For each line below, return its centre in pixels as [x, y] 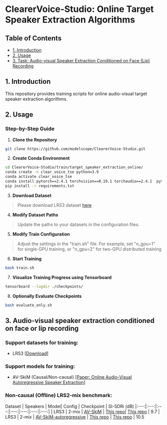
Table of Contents [34, 38]
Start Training [27, 259]
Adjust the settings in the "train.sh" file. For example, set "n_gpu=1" [86, 244]
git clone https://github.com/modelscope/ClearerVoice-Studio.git [75, 149]
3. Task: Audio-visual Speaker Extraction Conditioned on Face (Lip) [81, 61]
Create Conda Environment [41, 158]
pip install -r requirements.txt [40, 186]
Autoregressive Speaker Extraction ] [49, 383]
